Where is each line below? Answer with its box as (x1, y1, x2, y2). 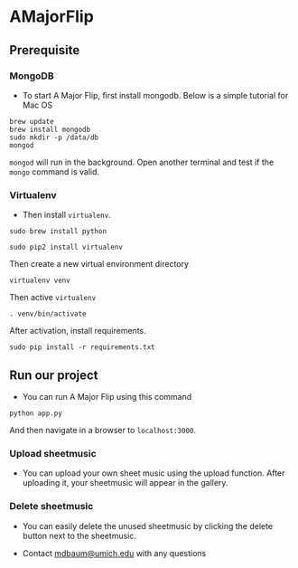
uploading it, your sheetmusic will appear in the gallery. (22, 478, 228, 488)
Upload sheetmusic (9, 447, 97, 459)
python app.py (9, 409, 63, 418)
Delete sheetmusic (9, 500, 94, 513)
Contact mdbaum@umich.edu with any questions (22, 547, 207, 558)
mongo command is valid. (9, 166, 100, 177)
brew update (9, 117, 54, 126)
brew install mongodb (9, 125, 91, 134)
